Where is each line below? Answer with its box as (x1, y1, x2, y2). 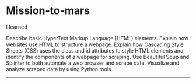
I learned (6, 23, 27, 30)
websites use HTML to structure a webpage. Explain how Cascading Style (6, 41, 184, 48)
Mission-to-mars (6, 4, 90, 17)
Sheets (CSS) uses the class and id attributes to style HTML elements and (6, 47, 184, 54)
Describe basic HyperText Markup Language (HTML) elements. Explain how (6, 34, 188, 41)
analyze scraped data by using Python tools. (6, 65, 113, 72)
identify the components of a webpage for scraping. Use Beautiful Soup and (6, 53, 190, 60)
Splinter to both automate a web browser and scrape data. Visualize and (6, 60, 180, 66)
